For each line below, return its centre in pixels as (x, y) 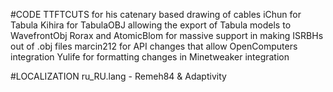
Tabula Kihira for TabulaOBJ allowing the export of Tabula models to (151, 25)
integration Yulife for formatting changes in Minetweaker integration (150, 57)
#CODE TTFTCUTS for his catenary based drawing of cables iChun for (156, 14)
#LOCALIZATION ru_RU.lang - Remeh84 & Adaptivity (118, 76)
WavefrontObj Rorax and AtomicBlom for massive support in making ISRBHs (167, 35)
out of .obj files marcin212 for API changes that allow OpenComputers (154, 46)
